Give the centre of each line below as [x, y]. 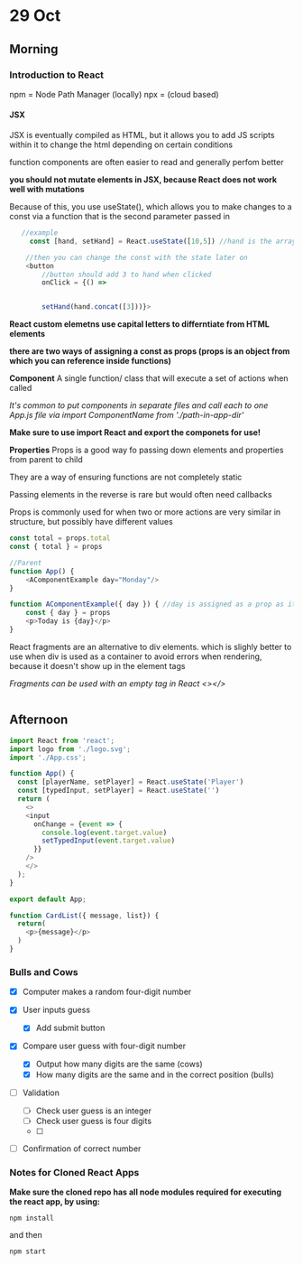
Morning [34, 49]
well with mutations [47, 190]
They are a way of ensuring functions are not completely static [126, 477]
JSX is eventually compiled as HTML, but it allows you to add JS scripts [142, 135]
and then [26, 1235]
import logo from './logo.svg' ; [70, 749]
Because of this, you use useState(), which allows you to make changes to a [151, 207]
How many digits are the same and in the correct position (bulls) [155, 1074]
